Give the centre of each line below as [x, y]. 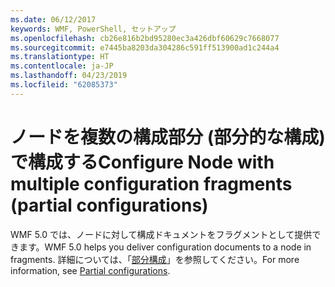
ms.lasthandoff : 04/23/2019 [69, 76]
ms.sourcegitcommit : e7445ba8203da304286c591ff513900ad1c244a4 [145, 47]
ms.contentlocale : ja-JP [62, 66]
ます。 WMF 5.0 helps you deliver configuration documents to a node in [165, 247]
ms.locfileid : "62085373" [64, 85]
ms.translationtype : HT [60, 57]
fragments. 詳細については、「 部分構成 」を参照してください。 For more [155, 259]
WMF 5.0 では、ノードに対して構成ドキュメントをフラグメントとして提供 [161, 234]
